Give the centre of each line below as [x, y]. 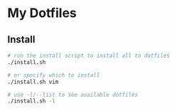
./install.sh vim [33, 82]
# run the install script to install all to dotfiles [89, 55]
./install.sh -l [31, 101]
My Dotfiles [42, 13]
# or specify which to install [54, 75]
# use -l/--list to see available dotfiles [73, 95]
